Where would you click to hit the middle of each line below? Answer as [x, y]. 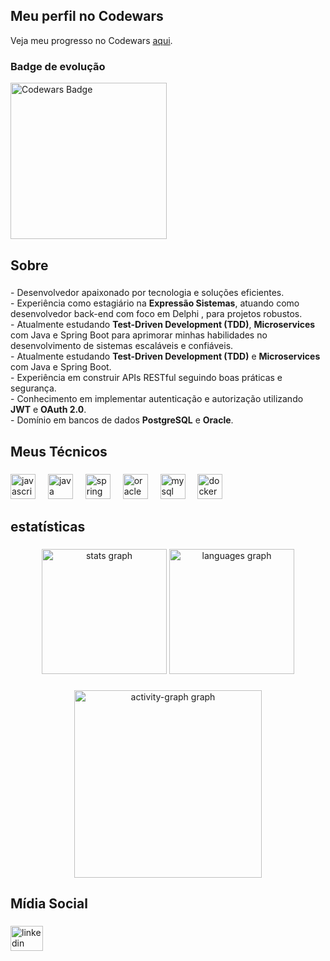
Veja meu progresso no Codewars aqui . [91, 40]
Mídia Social [49, 904]
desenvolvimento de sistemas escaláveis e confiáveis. [122, 346]
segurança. [33, 388]
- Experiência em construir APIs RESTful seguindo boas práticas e [146, 378]
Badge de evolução [58, 66]
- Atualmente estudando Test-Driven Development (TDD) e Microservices [165, 356]
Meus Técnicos [59, 451]
